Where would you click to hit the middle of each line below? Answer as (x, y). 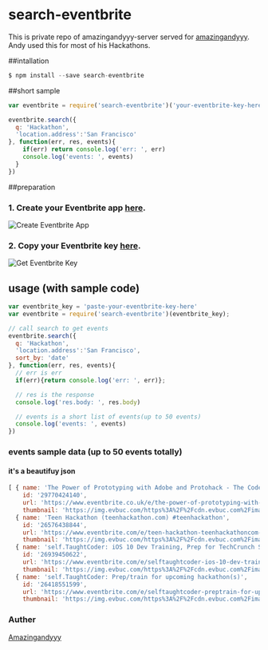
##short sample (34, 90)
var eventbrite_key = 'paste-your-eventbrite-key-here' (103, 307)
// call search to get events (59, 328)
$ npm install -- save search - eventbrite (77, 75)
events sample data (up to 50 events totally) (95, 452)
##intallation (29, 61)
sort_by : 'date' (42, 358)
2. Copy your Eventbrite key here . (75, 245)
